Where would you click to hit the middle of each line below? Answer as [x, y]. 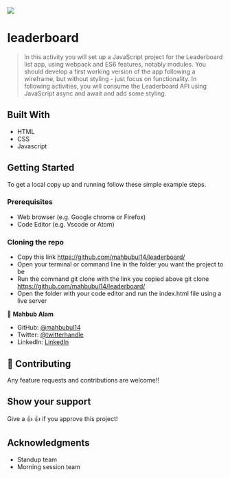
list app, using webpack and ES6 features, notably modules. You [115, 64]
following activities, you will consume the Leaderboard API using [115, 86]
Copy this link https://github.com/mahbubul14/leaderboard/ [101, 257]
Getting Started [41, 168]
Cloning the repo [35, 242]
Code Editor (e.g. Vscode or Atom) [66, 224]
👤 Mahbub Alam [30, 314]
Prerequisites [30, 202]
